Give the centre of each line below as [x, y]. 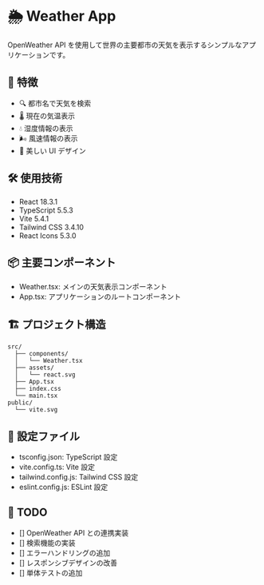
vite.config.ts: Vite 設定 [57, 467]
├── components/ [41, 354]
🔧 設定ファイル [44, 436]
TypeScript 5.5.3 [46, 210]
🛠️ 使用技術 [35, 179]
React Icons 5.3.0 [47, 235]
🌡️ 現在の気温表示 [47, 115]
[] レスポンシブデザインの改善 [68, 563]
